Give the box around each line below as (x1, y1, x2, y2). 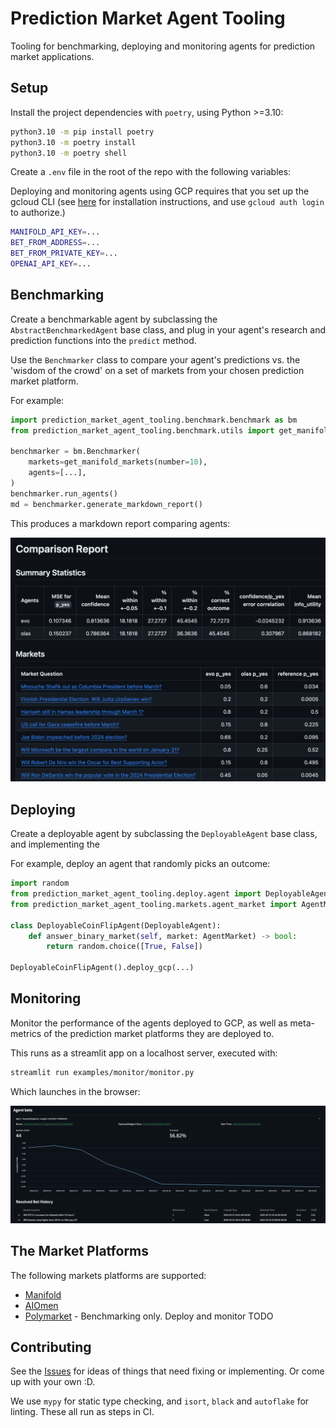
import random (10, 878, 70, 889)
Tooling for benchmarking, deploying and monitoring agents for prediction (10, 40, 316, 52)
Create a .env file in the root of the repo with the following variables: (10, 166, 292, 178)
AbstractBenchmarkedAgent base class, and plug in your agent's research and (10, 323, 326, 336)
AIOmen (24, 1299, 59, 1311)
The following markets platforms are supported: (10, 1269, 207, 1281)
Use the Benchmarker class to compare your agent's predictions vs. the (10, 353, 301, 366)
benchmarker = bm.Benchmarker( (10, 447, 141, 457)
